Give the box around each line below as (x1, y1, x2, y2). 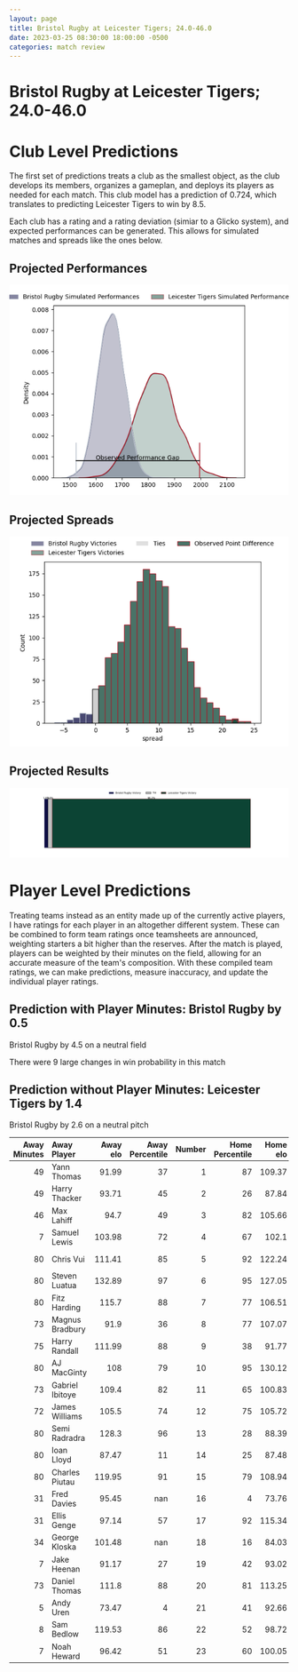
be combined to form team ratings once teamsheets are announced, (9, 928, 259, 939)
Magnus (51, 1314, 82, 1325)
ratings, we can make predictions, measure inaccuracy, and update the (9, 967, 269, 977)
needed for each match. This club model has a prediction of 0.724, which (9, 189, 277, 200)
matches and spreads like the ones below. (9, 235, 163, 246)
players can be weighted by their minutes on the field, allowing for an (9, 947, 262, 959)
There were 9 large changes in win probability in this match (9, 1056, 226, 1067)
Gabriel (51, 1380, 78, 1390)
